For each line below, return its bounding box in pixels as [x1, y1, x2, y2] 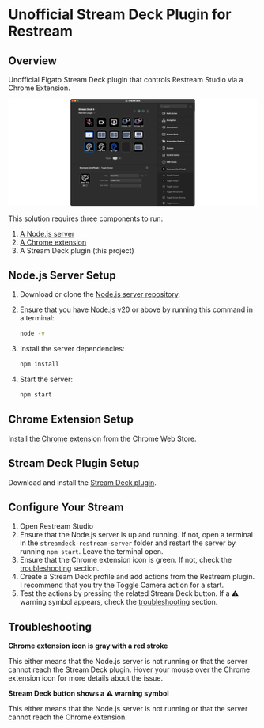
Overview [8, 54, 58, 67]
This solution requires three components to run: [8, 214, 164, 223]
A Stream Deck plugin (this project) [19, 245, 134, 255]
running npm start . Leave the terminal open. [19, 547, 164, 556]
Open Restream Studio [19, 521, 93, 531]
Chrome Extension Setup [8, 413, 134, 427]
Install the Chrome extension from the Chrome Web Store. [8, 434, 197, 443]
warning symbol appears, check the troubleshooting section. [19, 597, 218, 607]
